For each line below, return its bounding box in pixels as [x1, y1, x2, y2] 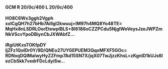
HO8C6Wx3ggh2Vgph [5, 15, 54, 21]
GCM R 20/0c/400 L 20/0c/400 [5, 4, 73, 10]
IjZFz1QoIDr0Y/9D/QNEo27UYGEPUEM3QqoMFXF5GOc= [5, 47, 127, 53]
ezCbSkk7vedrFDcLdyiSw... [5, 58, 65, 64]
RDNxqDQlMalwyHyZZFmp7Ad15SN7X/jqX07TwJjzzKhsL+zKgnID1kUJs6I [5, 53, 163, 59]
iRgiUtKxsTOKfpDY [5, 42, 46, 48]
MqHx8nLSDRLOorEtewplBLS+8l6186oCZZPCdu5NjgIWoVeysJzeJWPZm [5, 26, 162, 32]
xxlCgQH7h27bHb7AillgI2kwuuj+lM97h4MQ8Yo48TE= [5, 21, 122, 27]
